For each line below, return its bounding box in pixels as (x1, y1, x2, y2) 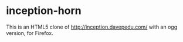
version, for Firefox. (6, 29, 54, 36)
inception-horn (6, 4, 82, 17)
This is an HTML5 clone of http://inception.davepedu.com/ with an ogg (6, 23, 178, 30)
